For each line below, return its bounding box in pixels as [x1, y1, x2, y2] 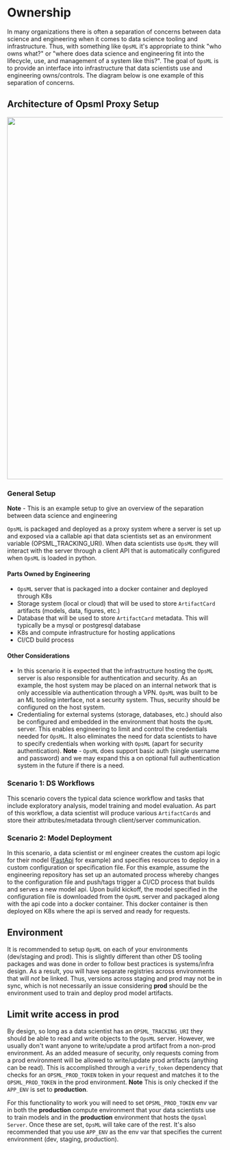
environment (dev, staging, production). [7, 1135, 119, 1143]
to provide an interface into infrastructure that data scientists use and [7, 64, 203, 72]
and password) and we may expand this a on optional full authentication [16, 754, 220, 763]
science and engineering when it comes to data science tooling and [7, 34, 199, 43]
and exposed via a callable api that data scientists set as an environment [7, 532, 212, 540]
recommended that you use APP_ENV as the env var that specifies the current [7, 1127, 222, 1136]
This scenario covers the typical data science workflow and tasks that [7, 794, 205, 802]
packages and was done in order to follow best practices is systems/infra [7, 959, 214, 968]
